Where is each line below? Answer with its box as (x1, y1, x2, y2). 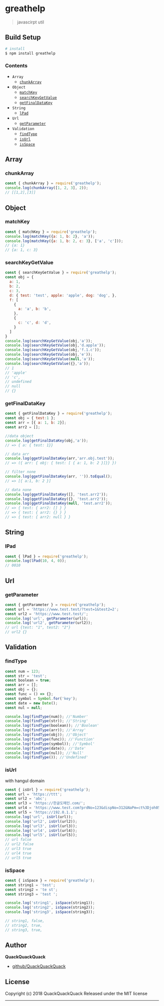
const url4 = (5, 805, 32, 810)
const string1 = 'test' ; (5, 882, 56, 888)
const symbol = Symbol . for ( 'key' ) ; (5, 696, 78, 701)
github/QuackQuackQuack (12, 963, 66, 969)
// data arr (5, 451, 29, 456)
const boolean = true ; (5, 678, 51, 683)
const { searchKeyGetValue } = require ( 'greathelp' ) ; (5, 270, 117, 275)
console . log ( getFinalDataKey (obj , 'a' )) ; (5, 438, 89, 443)
